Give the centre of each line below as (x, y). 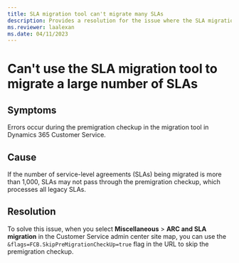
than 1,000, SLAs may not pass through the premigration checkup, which (114, 182)
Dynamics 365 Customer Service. (57, 135)
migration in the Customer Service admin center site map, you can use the (117, 236)
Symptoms (32, 110)
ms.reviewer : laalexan (41, 27)
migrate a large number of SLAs (103, 84)
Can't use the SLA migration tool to (113, 69)
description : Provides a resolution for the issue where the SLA (106, 21)
